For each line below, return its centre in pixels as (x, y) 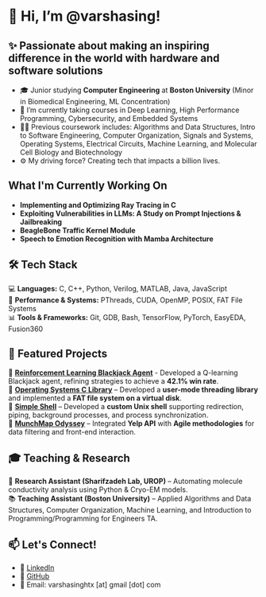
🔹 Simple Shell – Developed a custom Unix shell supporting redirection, (126, 407)
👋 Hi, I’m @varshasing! (85, 16)
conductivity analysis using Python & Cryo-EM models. (98, 490)
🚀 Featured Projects (58, 354)
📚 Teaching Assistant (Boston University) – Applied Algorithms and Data (130, 499)
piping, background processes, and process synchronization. (108, 415)
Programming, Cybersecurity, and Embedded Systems (109, 118)
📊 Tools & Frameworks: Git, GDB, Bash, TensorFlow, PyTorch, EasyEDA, (127, 317)
